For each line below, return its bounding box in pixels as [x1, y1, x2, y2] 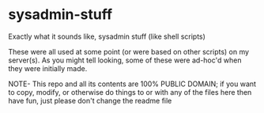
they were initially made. [8, 63, 88, 73]
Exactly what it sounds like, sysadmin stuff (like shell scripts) [8, 32, 206, 41]
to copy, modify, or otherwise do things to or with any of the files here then [8, 87, 252, 96]
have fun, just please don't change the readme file [8, 96, 172, 105]
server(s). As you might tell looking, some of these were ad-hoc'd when [8, 55, 242, 65]
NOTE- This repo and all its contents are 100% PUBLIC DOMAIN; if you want [8, 79, 257, 89]
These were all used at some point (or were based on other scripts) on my [8, 47, 250, 56]
